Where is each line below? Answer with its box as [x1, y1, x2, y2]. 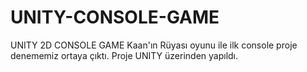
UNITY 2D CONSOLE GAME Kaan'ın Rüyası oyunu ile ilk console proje [10, 39, 298, 51]
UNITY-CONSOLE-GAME [10, 6, 220, 29]
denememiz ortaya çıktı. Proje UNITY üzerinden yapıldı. [10, 49, 239, 61]
